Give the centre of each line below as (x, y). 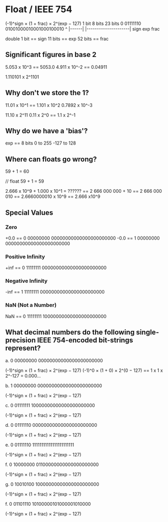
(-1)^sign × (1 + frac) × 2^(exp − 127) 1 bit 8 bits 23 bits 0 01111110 (73, 23)
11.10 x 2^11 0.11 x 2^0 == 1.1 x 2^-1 (40, 115)
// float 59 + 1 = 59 (25, 181)
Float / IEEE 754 (39, 9)
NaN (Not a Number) (31, 305)
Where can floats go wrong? (51, 159)
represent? (23, 348)
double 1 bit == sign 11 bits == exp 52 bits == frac (57, 39)
